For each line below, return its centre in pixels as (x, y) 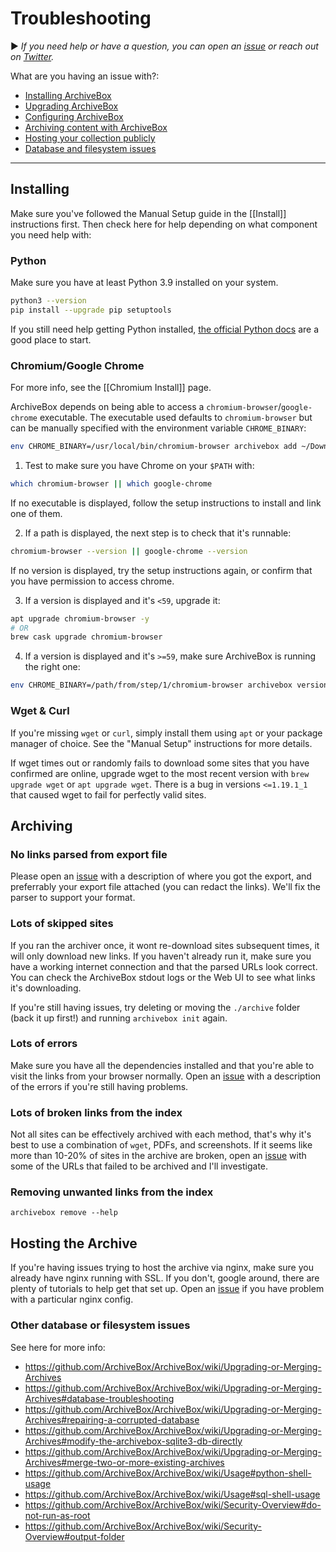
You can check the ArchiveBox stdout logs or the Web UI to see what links (163, 977)
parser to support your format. (73, 898)
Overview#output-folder (74, 1536)
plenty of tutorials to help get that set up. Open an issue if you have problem (167, 1289)
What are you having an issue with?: (85, 76)
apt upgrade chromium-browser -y (80, 618)
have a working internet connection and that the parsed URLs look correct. (164, 966)
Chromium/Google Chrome (77, 365)
